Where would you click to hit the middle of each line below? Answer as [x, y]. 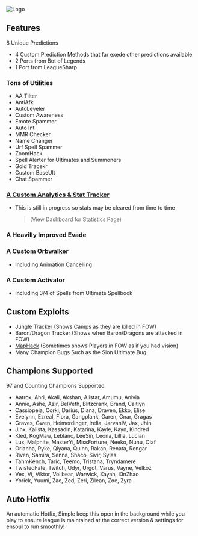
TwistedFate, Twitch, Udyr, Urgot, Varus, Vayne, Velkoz [83, 467]
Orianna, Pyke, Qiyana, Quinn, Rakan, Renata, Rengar [81, 448]
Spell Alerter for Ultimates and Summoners [68, 160]
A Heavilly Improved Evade [46, 235]
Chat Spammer [34, 179]
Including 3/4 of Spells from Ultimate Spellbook [74, 293]
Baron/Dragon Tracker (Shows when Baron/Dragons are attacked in [99, 333]
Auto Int [25, 128]
